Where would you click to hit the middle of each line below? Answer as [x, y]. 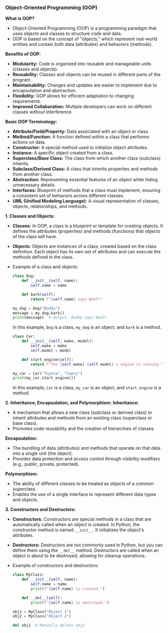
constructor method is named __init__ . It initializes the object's [78, 530]
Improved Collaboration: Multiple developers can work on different [82, 107]
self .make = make [49, 346]
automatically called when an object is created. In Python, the [76, 525]
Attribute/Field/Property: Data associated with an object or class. [81, 131]
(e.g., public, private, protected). [46, 464]
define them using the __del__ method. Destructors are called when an [86, 550]
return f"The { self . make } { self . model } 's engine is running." [97, 364]
